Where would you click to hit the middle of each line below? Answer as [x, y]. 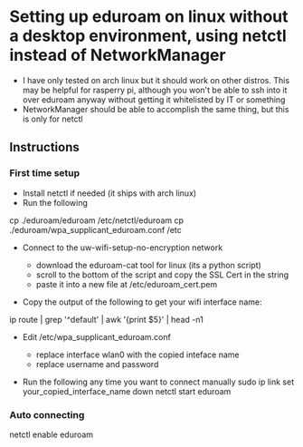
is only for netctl [52, 119]
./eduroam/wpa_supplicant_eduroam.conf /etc [96, 229]
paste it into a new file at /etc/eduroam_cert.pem [127, 284]
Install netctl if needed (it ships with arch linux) [109, 193]
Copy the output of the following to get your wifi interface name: [142, 302]
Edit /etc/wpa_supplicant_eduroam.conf [97, 336]
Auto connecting [47, 414]
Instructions [44, 147]
